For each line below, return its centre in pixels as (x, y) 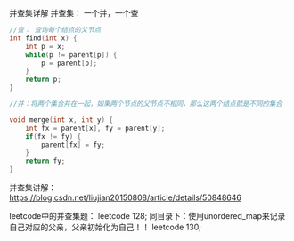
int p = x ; (45, 46)
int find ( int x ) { (43, 38)
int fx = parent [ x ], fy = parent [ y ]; (95, 128)
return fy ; (45, 161)
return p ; (44, 80)
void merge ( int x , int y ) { (61, 120)
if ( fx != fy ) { (53, 136)
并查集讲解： (33, 188)
